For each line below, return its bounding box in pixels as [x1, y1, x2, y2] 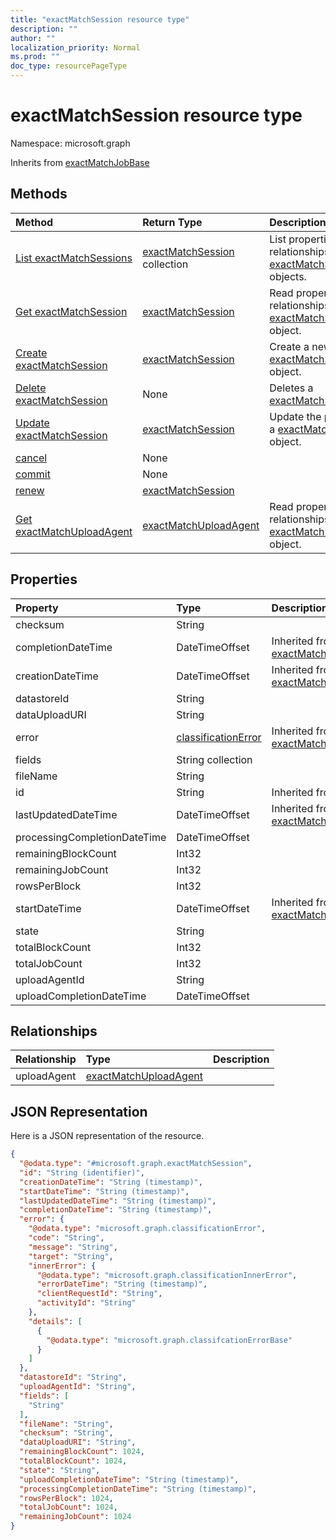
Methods [10, 186, 68, 203]
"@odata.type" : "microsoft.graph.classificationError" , [28, 1224, 267, 1234]
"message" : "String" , [28, 1242, 118, 1252]
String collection [176, 752, 253, 766]
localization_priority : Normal [10, 42, 141, 53]
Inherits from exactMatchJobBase [10, 156, 150, 168]
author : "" [10, 33, 56, 43]
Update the [269, 409, 322, 423]
